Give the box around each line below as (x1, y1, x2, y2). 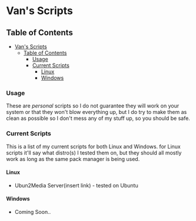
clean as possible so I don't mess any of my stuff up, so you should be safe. (6, 115, 190, 122)
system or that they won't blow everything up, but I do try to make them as (6, 109, 187, 116)
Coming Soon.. (14, 209, 51, 215)
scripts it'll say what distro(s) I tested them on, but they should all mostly (6, 149, 182, 156)
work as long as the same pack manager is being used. (6, 155, 140, 162)
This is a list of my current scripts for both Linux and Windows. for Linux (6, 143, 181, 150)
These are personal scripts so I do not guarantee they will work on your (6, 102, 180, 109)
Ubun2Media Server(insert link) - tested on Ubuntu (14, 182, 138, 189)
